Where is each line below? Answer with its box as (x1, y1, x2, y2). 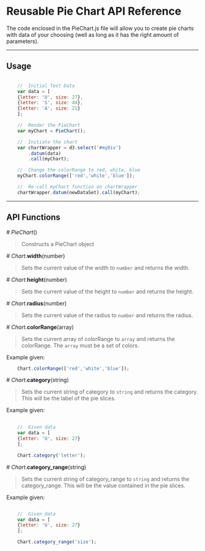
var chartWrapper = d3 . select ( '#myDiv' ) (17, 144, 121, 151)
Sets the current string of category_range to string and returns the (21, 475, 190, 482)
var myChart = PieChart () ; (17, 127, 86, 134)
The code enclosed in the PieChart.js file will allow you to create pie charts (6, 24, 194, 32)
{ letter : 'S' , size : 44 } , (17, 100, 84, 106)
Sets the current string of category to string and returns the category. (21, 388, 198, 395)
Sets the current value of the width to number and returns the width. (21, 264, 190, 271)
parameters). (6, 37, 39, 45)
